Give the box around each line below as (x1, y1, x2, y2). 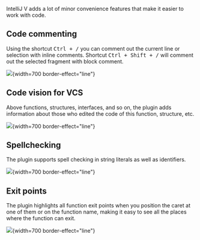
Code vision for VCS (6, 87, 83, 98)
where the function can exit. (6, 215, 76, 222)
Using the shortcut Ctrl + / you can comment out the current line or (6, 45, 180, 52)
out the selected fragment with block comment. (6, 57, 124, 65)
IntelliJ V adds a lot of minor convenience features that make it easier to (6, 5, 184, 12)
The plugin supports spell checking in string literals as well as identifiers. (6, 156, 186, 163)
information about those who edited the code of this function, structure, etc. (6, 110, 195, 117)
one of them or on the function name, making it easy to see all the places (6, 208, 187, 216)
